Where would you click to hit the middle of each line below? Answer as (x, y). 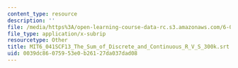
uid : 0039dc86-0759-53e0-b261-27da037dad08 (73, 54)
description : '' (31, 21)
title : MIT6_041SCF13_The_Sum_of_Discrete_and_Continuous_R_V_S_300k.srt (119, 47)
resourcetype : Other (38, 40)
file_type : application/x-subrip (57, 34)
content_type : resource (42, 14)
